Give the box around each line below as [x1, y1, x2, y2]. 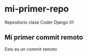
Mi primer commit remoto [4, 33, 83, 42]
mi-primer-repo [4, 3, 69, 14]
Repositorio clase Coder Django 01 [4, 19, 74, 25]
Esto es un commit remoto [4, 46, 57, 52]
